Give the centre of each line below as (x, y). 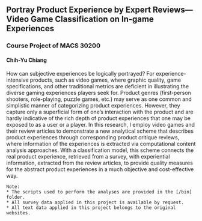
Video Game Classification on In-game (80, 20)
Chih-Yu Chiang (26, 60)
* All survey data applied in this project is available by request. (95, 202)
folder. (16, 197)
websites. (19, 213)
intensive (17, 80)
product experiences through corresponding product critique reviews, (93, 137)
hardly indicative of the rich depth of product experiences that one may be (99, 118)
